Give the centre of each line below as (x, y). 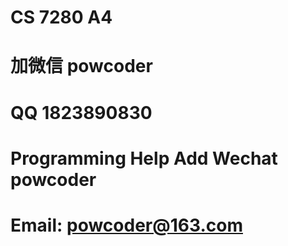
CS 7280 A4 (61, 17)
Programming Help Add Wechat (144, 158)
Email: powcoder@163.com (126, 225)
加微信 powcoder (81, 66)
